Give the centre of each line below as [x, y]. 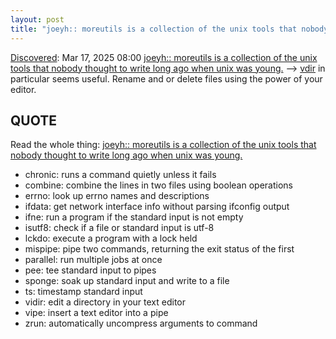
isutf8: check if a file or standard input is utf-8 [119, 228]
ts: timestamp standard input [83, 292]
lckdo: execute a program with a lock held [111, 238]
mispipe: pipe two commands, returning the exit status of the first [159, 249]
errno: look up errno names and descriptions [117, 196]
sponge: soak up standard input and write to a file [127, 281]
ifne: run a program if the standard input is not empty [134, 217]
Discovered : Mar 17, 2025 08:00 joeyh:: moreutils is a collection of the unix [164, 57]
